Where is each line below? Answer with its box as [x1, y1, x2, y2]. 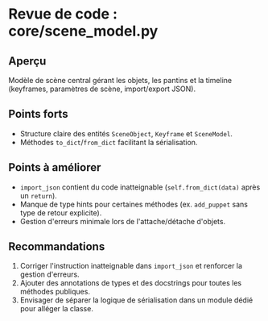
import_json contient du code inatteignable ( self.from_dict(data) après [19, 182, 261, 192]
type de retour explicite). [19, 207, 102, 218]
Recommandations [8, 240, 105, 254]
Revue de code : [8, 5, 118, 23]
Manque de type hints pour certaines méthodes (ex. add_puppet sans [19, 199, 248, 209]
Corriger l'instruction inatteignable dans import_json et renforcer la [19, 261, 243, 271]
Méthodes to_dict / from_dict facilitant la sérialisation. [19, 137, 198, 147]
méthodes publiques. [19, 287, 91, 297]
